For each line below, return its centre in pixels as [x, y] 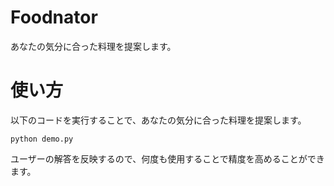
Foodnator [54, 17]
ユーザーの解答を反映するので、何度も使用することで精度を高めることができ [167, 158]
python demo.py [42, 139]
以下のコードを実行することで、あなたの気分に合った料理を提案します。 [158, 120]
